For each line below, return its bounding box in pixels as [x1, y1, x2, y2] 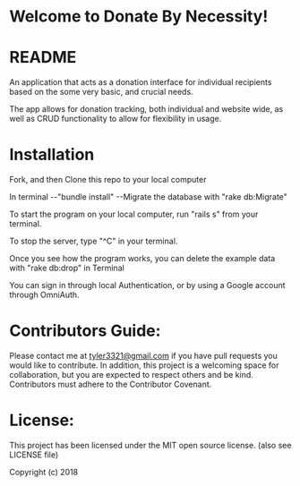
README [9, 47, 77, 68]
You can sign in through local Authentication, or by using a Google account [9, 280, 286, 291]
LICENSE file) [9, 449, 59, 460]
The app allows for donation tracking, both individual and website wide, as [9, 104, 284, 115]
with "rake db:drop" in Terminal [9, 262, 125, 274]
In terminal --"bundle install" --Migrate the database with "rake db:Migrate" [9, 192, 288, 202]
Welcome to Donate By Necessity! [9, 6, 269, 27]
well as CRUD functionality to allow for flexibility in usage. [9, 114, 222, 124]
